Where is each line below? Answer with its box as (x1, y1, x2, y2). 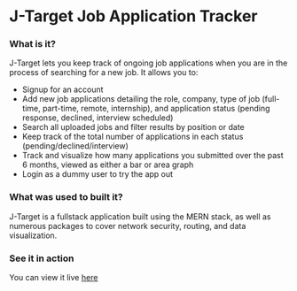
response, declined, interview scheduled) (21, 112, 174, 123)
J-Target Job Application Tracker (9, 6, 259, 27)
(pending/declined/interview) (21, 141, 129, 151)
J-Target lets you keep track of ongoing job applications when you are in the (9, 57, 288, 68)
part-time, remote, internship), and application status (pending (43, 103, 270, 114)
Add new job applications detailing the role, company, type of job (21, 94, 261, 104)
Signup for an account (21, 84, 104, 95)
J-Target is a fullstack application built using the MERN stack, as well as (9, 211, 272, 222)
